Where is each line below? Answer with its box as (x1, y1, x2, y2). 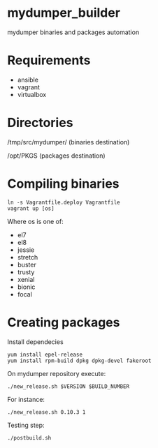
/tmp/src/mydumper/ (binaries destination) (7, 137, 130, 146)
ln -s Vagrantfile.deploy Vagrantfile (7, 199, 120, 206)
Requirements (7, 52, 91, 68)
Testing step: (7, 421, 45, 429)
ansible (17, 75, 38, 84)
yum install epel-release (7, 351, 82, 358)
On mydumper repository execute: (7, 369, 106, 378)
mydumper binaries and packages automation (7, 28, 140, 36)
